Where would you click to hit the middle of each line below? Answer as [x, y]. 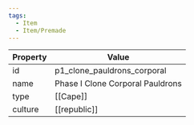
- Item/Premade [41, 30]
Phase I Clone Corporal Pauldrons [118, 84]
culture [26, 110]
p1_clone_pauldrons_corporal [111, 71]
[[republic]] [77, 110]
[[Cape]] [71, 96]
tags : [17, 16]
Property [30, 57]
